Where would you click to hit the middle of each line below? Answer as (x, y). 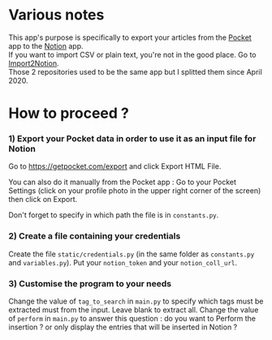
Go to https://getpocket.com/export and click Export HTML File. (115, 166)
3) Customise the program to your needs (90, 283)
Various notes (56, 15)
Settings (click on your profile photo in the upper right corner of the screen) (135, 191)
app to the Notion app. (46, 45)
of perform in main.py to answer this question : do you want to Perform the (132, 319)
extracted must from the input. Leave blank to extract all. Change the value (134, 310)
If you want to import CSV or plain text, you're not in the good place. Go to (132, 54)
